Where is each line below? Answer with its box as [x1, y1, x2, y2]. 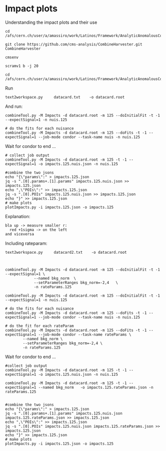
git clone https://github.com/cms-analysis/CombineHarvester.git [5, 42, 142, 47]
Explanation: [5, 213, 31, 219]
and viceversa [5, 231, 35, 236]
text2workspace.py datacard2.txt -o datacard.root [5, 250, 127, 255]
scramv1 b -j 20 [5, 63, 39, 68]
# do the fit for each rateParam [5, 323, 74, 328]
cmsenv [5, 55, 19, 60]
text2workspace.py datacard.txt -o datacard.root [5, 94, 125, 99]
